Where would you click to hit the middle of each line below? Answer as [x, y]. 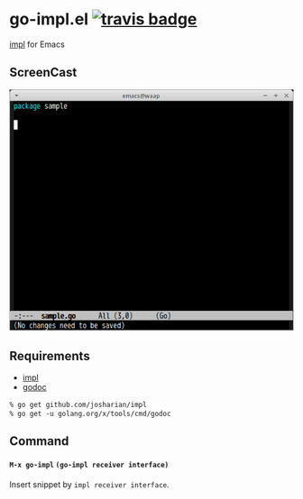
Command [39, 441]
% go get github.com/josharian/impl [78, 405]
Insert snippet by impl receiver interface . [89, 484]
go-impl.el [49, 19]
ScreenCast [43, 73]
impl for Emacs [37, 44]
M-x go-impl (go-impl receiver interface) [89, 465]
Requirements [50, 356]
